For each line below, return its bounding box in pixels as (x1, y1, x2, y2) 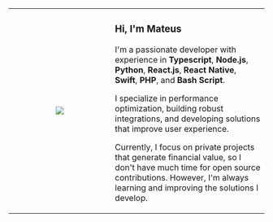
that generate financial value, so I (115, 151, 242, 163)
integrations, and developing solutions (115, 113, 261, 124)
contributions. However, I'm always (115, 172, 249, 183)
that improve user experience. (115, 123, 229, 134)
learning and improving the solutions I (115, 182, 258, 194)
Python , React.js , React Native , (115, 64, 237, 76)
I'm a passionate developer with (115, 44, 237, 55)
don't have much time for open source (115, 162, 261, 173)
